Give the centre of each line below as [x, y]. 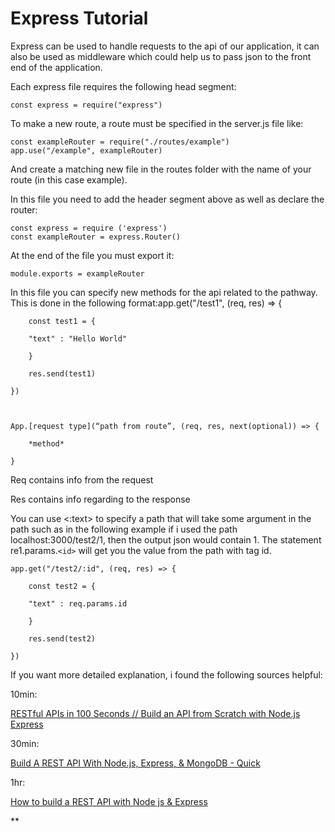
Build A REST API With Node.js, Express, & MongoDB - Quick [135, 763]
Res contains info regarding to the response [100, 499]
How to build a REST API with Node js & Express [109, 801]
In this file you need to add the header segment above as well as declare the [167, 199]
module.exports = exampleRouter [77, 273]
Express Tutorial [79, 18]
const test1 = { [62, 321]
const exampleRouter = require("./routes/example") [120, 142]
